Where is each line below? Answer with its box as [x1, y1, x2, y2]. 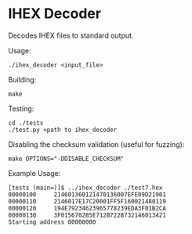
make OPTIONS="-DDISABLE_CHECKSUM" [8, 155, 125, 163]
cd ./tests [8, 119, 44, 126]
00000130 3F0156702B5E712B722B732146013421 [8, 211, 167, 219]
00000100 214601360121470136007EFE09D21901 [8, 190, 167, 199]
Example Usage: [8, 168, 61, 177]
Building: [8, 75, 37, 84]
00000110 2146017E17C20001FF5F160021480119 [8, 197, 167, 205]
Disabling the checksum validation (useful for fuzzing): [8, 139, 185, 149]
